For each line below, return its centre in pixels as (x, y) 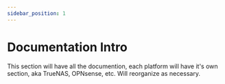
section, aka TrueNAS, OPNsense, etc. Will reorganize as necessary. (104, 73)
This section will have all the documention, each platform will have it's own (113, 66)
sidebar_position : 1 (37, 13)
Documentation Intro (68, 47)
